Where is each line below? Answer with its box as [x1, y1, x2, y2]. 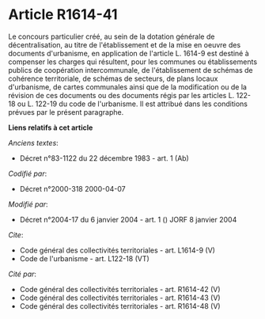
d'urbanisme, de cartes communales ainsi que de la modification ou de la [8, 82, 248, 92]
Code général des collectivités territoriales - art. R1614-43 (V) [19, 293, 221, 302]
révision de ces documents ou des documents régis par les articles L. [8, 90, 235, 100]
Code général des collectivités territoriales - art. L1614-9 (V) [19, 245, 216, 255]
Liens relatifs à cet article [8, 123, 93, 132]
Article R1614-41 [8, 6, 118, 24]
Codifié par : [8, 169, 47, 178]
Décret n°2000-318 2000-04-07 [19, 184, 126, 193]
